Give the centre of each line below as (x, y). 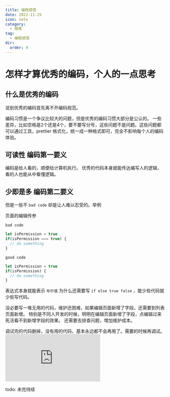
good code (16, 257)
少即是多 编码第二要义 (39, 192)
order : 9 (19, 48)
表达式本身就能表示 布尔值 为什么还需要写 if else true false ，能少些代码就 (85, 291)
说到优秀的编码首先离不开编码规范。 (43, 107)
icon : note (17, 19)
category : (16, 24)
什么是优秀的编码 (32, 94)
